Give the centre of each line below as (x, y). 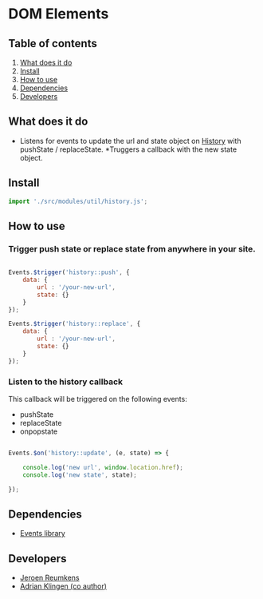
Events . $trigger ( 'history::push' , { (69, 272)
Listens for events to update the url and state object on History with (130, 141)
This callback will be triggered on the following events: (98, 399)
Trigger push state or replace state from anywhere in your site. (132, 248)
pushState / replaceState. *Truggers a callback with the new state (128, 149)
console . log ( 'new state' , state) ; (80, 475)
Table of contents (53, 44)
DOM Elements (59, 14)
